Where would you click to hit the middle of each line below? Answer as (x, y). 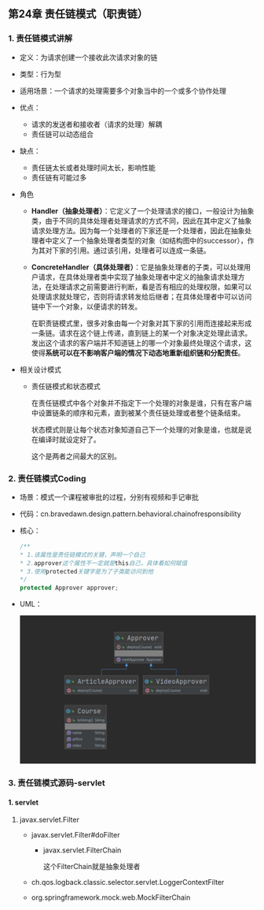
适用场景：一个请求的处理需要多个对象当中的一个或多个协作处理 (123, 91)
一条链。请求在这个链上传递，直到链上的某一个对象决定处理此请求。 (141, 332)
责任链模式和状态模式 (66, 386)
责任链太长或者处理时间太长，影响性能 (93, 167)
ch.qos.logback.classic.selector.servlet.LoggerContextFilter (128, 882)
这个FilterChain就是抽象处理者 (92, 867)
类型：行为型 (40, 74)
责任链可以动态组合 (62, 134)
